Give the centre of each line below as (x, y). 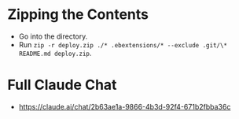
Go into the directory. (53, 36)
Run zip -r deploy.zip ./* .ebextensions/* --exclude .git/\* (123, 44)
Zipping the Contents (78, 15)
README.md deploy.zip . (55, 53)
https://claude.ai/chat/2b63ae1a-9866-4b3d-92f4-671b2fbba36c (125, 106)
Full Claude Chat (62, 85)
